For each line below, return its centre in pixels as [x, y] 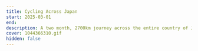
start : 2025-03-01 [29, 17]
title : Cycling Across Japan [42, 11]
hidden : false [24, 39]
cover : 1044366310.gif [34, 33]
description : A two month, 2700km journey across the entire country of [97, 28]
